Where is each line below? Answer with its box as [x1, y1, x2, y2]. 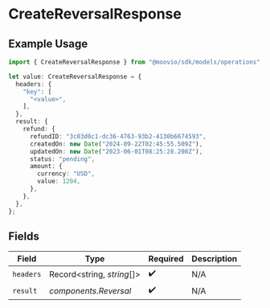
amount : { [29, 162, 63, 170]
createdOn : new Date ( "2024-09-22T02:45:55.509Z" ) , [29, 140, 203, 148]
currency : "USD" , [37, 170, 95, 178]
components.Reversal [49, 285, 132, 296]
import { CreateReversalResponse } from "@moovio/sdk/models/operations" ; [8, 58, 264, 66]
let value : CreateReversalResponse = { [8, 72, 142, 80]
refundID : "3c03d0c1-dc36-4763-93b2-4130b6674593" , [29, 132, 207, 141]
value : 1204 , [37, 178, 81, 186]
